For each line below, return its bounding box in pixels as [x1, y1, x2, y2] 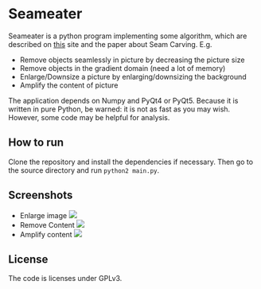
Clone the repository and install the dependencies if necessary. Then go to [8, 157, 253, 166]
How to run [8, 136, 64, 150]
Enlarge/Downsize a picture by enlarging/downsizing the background [19, 72, 247, 81]
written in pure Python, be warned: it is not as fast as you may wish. [8, 104, 231, 114]
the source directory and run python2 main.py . [8, 165, 160, 175]
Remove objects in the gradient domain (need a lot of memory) [19, 63, 226, 72]
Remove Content [19, 220, 76, 229]
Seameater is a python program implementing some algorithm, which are [8, 31, 247, 41]
